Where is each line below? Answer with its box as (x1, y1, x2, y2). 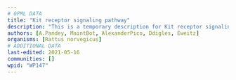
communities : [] (7, 56, 55, 63)
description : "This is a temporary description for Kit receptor (7, 23, 202, 30)
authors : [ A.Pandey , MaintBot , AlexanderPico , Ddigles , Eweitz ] (7, 29, 199, 37)
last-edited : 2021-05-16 (7, 49, 80, 56)
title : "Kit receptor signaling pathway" (7, 17, 131, 24)
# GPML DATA (7, 10, 42, 17)
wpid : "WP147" (7, 62, 49, 69)
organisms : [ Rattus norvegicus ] (7, 36, 102, 43)
